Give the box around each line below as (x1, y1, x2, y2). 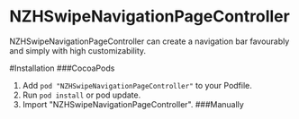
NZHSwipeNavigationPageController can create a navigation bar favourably (9, 36, 290, 47)
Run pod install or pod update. (22, 89, 141, 100)
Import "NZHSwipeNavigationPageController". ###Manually (22, 98, 245, 109)
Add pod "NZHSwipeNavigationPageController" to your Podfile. (22, 80, 252, 90)
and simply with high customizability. (9, 45, 147, 55)
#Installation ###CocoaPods (9, 63, 115, 73)
